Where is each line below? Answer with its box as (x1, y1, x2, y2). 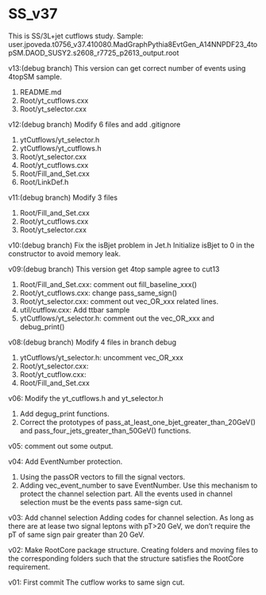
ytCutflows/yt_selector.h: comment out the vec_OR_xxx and (19, 313, 214, 323)
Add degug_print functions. (19, 409, 110, 418)
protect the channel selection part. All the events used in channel (19, 488, 233, 498)
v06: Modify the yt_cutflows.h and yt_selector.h (8, 393, 164, 402)
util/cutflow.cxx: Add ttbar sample (19, 305, 130, 314)
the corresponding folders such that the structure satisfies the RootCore (8, 554, 245, 563)
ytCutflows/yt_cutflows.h (19, 143, 102, 153)
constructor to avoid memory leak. (8, 248, 121, 259)
